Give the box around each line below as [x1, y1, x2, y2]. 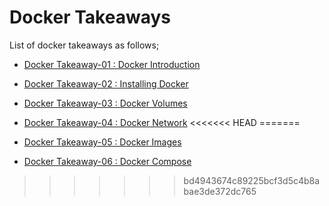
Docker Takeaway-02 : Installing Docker [23, 77, 189, 90]
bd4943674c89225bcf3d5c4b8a [183, 174, 321, 186]
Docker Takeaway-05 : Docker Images [23, 136, 182, 148]
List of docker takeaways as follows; [9, 39, 160, 51]
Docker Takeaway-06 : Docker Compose [23, 155, 192, 167]
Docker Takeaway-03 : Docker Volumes [23, 97, 188, 109]
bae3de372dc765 [183, 185, 257, 197]
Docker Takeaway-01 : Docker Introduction [23, 58, 201, 70]
